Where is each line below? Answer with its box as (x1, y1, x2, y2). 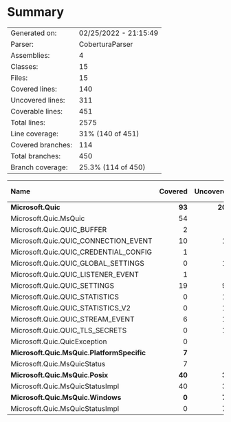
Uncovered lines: (10, 95, 65, 105)
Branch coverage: (10, 162, 68, 172)
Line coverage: (10, 129, 58, 138)
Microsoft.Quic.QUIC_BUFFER (10, 224, 107, 234)
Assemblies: (10, 50, 50, 60)
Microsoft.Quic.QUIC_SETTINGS (10, 280, 115, 290)
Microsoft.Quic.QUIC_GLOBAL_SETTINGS (10, 258, 144, 268)
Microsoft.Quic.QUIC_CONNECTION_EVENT (10, 235, 153, 245)
